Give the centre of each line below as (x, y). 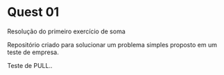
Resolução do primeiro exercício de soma (67, 31)
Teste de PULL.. (30, 65)
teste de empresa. (33, 52)
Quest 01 (33, 12)
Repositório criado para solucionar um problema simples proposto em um (112, 44)
